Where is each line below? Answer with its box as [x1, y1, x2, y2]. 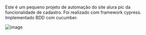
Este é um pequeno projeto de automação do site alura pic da [5, 4, 131, 10]
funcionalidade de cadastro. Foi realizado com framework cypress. [5, 9, 142, 15]
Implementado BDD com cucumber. [5, 15, 78, 20]
